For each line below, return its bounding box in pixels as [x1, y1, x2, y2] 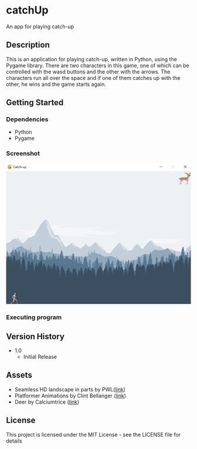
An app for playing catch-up [6, 23, 74, 30]
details [6, 437, 22, 444]
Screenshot [6, 149, 40, 158]
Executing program [6, 313, 62, 321]
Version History [6, 331, 64, 341]
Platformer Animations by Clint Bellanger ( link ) [14, 392, 126, 399]
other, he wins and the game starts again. [6, 81, 107, 88]
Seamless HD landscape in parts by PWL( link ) [14, 386, 126, 393]
